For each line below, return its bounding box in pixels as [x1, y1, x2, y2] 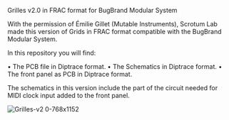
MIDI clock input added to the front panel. [7, 92, 130, 99]
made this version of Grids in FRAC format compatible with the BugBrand [7, 28, 222, 36]
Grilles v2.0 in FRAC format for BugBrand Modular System [7, 6, 178, 14]
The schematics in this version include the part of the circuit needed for [7, 84, 218, 92]
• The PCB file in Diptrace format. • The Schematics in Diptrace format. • [7, 62, 223, 70]
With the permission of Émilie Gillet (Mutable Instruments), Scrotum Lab [7, 20, 218, 28]
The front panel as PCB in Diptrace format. [7, 70, 133, 78]
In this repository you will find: [7, 49, 96, 57]
